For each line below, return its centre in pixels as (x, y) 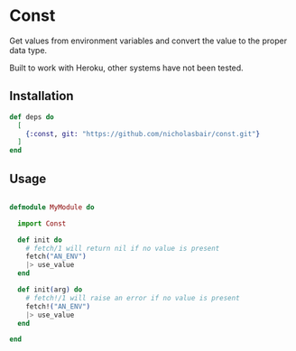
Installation (42, 96)
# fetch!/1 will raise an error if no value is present (133, 298)
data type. (28, 50)
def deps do (32, 117)
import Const (42, 223)
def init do (40, 240)
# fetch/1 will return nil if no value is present (123, 248)
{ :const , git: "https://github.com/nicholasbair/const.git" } (143, 134)
